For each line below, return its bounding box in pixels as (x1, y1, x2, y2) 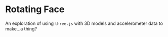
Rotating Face (5, 4, 65, 15)
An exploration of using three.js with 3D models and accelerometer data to (5, 20, 163, 26)
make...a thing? (5, 25, 37, 31)
